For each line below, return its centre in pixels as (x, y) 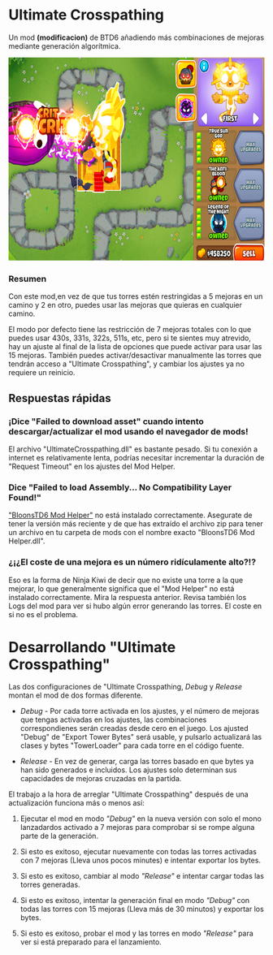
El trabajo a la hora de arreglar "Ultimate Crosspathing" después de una (129, 794)
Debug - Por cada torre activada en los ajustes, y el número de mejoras (140, 711)
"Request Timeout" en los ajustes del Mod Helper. (92, 466)
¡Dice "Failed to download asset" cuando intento (106, 421)
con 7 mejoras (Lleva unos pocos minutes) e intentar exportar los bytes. (141, 860)
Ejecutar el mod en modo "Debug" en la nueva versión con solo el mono (141, 819)
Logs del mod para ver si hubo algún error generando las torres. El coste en (135, 606)
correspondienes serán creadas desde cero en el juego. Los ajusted (134, 728)
